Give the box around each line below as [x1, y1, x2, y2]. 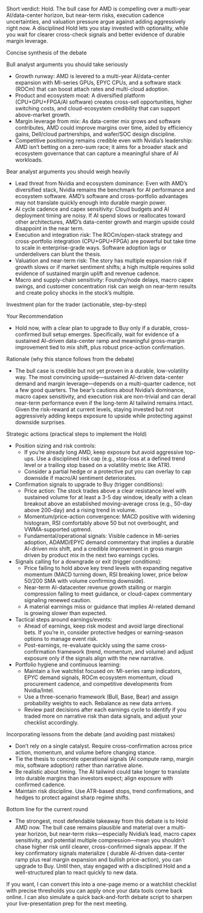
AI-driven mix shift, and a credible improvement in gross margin [24, 545, 183, 552]
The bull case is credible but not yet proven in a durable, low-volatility [14, 367, 189, 374]
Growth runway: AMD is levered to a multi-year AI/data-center [14, 73, 170, 79]
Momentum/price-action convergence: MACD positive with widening [24, 513, 195, 520]
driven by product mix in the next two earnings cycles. [24, 551, 159, 559]
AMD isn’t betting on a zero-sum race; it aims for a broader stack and [14, 144, 188, 150]
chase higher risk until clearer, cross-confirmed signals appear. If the [14, 843, 187, 850]
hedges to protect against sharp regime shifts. [14, 794, 130, 801]
